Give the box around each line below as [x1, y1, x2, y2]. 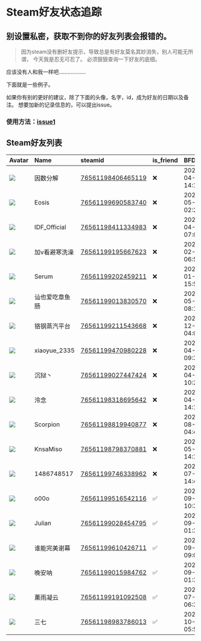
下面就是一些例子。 [6, 81, 54, 88]
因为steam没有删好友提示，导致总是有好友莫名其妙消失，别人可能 [20, 48, 184, 55]
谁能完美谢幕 [34, 544, 71, 552]
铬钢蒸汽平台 [34, 322, 71, 330]
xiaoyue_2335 [34, 346, 75, 355]
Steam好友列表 [6, 138, 63, 148]
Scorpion [34, 420, 60, 428]
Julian [34, 518, 52, 527]
